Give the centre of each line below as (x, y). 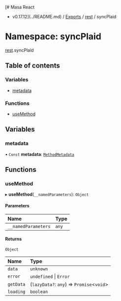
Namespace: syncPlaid (53, 37)
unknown (39, 269)
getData (16, 284)
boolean (39, 292)
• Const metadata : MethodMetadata (40, 154)
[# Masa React (20, 7)
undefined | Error (50, 276)
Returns (14, 239)
